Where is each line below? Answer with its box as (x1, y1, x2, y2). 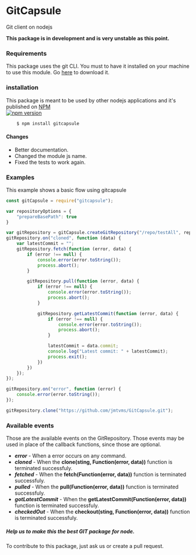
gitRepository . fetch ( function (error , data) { (16, 246, 132, 252)
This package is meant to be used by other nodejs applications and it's (6, 96, 176, 104)
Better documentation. (14, 146, 69, 153)
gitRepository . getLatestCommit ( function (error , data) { (37, 311, 179, 316)
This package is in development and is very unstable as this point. (6, 35, 170, 42)
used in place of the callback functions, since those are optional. (6, 441, 162, 448)
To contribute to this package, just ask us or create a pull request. (6, 543, 164, 550)
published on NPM (6, 103, 51, 110)
